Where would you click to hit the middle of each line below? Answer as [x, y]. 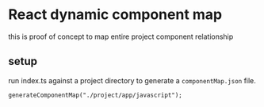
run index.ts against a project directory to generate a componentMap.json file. [132, 80]
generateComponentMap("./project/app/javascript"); [95, 95]
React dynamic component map [115, 15]
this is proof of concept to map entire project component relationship [121, 36]
